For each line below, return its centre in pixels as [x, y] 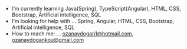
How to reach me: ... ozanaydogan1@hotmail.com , [73, 34]
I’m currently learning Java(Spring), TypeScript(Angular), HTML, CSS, [96, 9]
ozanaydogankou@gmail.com [48, 40]
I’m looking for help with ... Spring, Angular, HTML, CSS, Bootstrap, [93, 21]
